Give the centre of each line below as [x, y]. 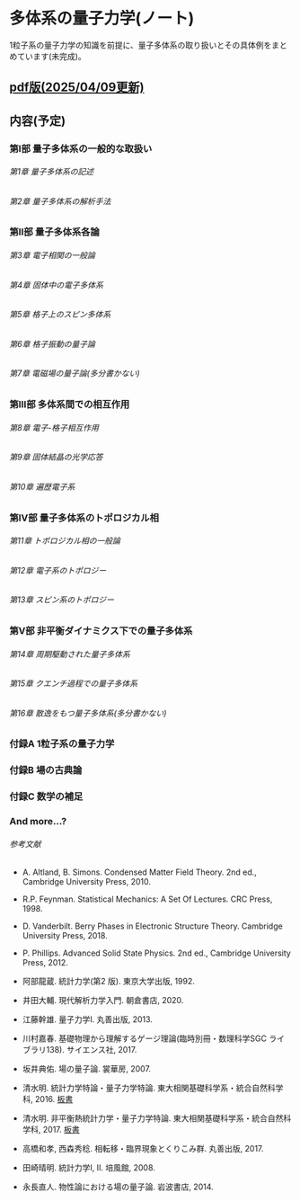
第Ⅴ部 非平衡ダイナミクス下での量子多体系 [101, 630]
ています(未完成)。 [52, 56]
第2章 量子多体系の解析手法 [60, 201]
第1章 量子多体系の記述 [52, 172]
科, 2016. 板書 [48, 1099]
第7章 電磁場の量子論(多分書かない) [75, 373]
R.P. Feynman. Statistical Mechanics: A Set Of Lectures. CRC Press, [147, 899]
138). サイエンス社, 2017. [92, 1050]
